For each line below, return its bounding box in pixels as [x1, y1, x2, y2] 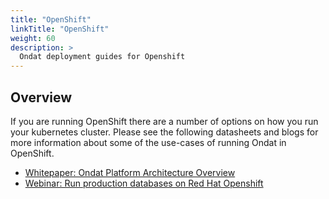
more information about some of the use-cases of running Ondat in [10, 136, 287, 148]
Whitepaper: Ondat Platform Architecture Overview [24, 166, 236, 178]
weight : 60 [10, 33, 56, 43]
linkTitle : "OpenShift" [10, 24, 110, 34]
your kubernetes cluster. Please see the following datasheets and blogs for [10, 126, 319, 138]
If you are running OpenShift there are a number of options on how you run [10, 115, 319, 127]
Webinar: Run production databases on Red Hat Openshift [24, 177, 264, 189]
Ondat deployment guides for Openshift [19, 52, 186, 62]
